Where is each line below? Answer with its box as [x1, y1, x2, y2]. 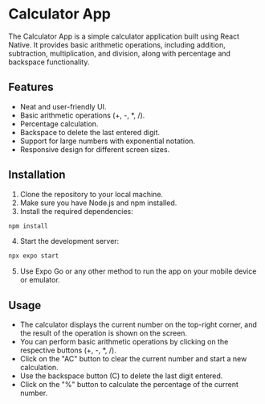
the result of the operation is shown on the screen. [19, 328, 187, 338]
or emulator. [19, 275, 60, 285]
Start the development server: [19, 237, 120, 246]
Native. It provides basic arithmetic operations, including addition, [8, 39, 226, 49]
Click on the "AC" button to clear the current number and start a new [19, 354, 247, 364]
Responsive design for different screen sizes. [19, 144, 170, 154]
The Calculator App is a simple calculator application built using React [8, 31, 239, 41]
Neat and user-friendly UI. [19, 101, 107, 111]
